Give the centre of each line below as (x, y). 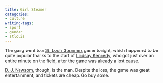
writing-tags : (20, 23)
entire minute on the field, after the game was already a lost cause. (72, 61)
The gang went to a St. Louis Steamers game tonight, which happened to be (81, 50)
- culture (15, 18)
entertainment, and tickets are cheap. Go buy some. (57, 75)
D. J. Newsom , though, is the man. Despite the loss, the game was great (77, 70)
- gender (14, 32)
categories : (17, 14)
